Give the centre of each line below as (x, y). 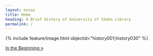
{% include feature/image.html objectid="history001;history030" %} (77, 38)
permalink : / (19, 24)
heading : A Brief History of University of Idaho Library (68, 19)
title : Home (18, 15)
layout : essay (20, 10)
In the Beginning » (24, 48)
